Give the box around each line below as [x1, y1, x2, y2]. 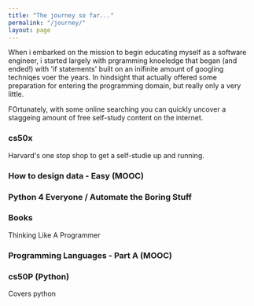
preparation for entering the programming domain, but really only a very [8, 81, 241, 90]
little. [8, 90, 24, 99]
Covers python [8, 289, 57, 299]
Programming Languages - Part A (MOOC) [8, 249, 173, 260]
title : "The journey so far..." [8, 11, 114, 20]
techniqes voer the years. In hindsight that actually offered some [8, 72, 218, 83]
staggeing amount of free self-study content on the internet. [8, 113, 204, 123]
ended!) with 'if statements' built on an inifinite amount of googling [8, 65, 224, 74]
